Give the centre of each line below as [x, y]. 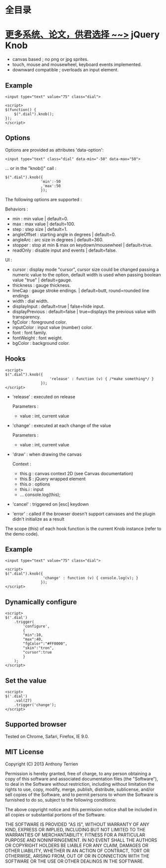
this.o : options [35, 484]
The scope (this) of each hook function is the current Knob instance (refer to [83, 529]
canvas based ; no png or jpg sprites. [50, 59]
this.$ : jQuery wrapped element [53, 479]
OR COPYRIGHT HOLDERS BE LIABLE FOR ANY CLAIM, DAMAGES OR [77, 845]
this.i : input [31, 489]
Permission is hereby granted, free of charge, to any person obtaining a [78, 773]
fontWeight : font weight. [37, 338]
